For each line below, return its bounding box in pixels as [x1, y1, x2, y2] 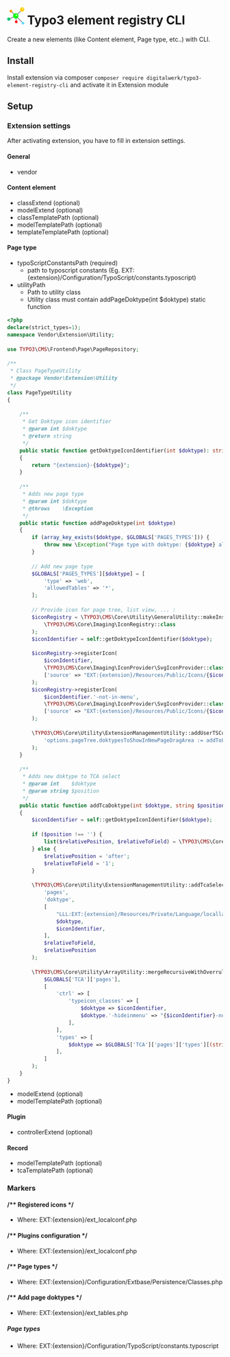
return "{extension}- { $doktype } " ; [31, 461, 130, 468]
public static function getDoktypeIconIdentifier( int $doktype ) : [19, 447, 210, 454]
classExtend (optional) [16, 198, 81, 207]
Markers [7, 1183, 36, 1193]
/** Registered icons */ [7, 1200, 74, 1209]
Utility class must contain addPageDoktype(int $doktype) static [27, 295, 206, 304]
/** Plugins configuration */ [7, 1231, 88, 1240]
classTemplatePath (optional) [16, 213, 99, 221]
